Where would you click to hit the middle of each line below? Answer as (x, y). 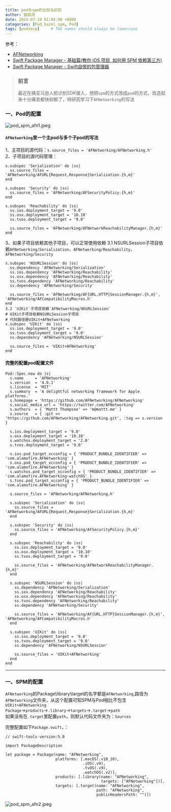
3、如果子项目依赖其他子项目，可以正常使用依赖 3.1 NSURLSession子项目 (82, 243)
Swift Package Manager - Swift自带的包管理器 (61, 67)
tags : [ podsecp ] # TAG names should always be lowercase (72, 29)
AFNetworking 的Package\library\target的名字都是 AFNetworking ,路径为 (77, 694)
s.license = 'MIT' (31, 387)
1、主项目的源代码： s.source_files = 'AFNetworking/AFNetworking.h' (79, 150)
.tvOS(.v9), (95, 768)
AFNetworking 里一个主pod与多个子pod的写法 (52, 137)
